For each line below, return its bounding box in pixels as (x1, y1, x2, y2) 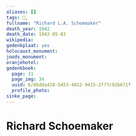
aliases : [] (6, 8, 36, 15)
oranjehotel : (6, 59, 39, 65)
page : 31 (11, 71, 34, 77)
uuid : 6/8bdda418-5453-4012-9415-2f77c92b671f (11, 82, 131, 88)
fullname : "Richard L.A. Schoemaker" (6, 20, 102, 26)
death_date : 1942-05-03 (6, 31, 66, 37)
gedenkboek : (6, 65, 36, 71)
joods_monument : (6, 54, 47, 60)
